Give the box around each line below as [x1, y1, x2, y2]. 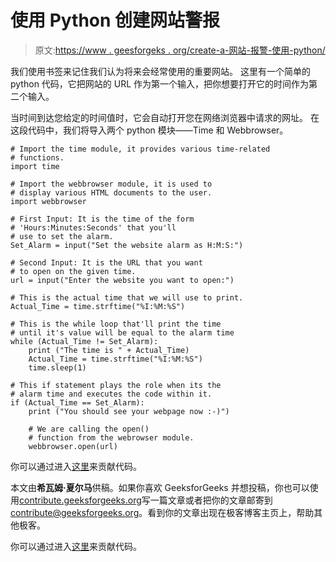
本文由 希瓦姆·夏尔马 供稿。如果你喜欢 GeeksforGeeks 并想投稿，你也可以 [10, 481, 310, 493]
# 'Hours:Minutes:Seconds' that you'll [10, 222, 177, 233]
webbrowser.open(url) [28, 441, 118, 451]
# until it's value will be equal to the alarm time [10, 327, 235, 338]
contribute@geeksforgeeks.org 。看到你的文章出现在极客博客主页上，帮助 [10, 506, 315, 518]
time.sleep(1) [28, 362, 87, 373]
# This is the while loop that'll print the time [10, 319, 222, 329]
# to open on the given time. [10, 266, 137, 276]
